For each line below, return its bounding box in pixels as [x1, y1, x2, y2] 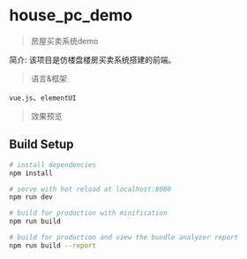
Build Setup [9, 137, 74, 152]
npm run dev [9, 193, 53, 202]
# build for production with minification [9, 209, 168, 217]
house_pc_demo [9, 5, 133, 26]
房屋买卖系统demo [30, 35, 99, 46]
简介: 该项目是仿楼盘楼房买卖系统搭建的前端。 [9, 54, 176, 65]
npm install [9, 169, 53, 178]
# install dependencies [9, 160, 97, 169]
